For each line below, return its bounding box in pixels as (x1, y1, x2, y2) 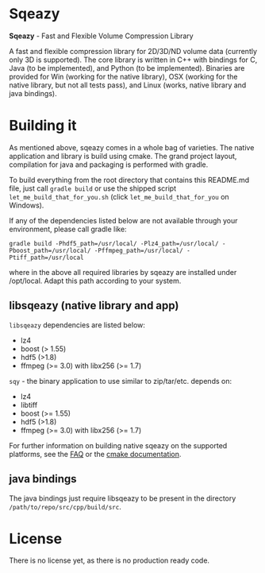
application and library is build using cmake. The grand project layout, (9, 151, 237, 161)
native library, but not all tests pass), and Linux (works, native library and (9, 80, 247, 90)
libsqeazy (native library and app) (9, 299, 179, 312)
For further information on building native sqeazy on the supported (9, 440, 228, 450)
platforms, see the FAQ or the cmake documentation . (9, 449, 182, 459)
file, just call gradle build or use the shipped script (9, 184, 177, 193)
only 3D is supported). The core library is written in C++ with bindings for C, (9, 55, 258, 64)
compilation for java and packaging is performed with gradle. (9, 160, 209, 169)
